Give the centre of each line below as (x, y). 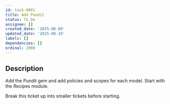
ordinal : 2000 (20, 48)
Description (24, 69)
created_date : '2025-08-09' (35, 29)
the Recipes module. (27, 86)
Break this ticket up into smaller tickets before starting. (63, 96)
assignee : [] (19, 24)
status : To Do (20, 19)
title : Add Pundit (25, 15)
